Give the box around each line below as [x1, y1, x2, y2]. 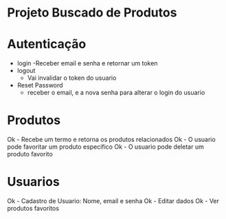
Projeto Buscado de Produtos [7, 5, 177, 21]
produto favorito [7, 150, 53, 158]
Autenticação [7, 36, 87, 52]
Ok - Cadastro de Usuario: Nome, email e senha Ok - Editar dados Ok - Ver [7, 197, 220, 205]
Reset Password [16, 81, 63, 90]
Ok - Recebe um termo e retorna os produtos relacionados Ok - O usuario [7, 136, 216, 144]
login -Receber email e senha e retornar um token [16, 59, 158, 67]
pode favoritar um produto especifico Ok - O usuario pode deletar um [7, 143, 204, 151]
